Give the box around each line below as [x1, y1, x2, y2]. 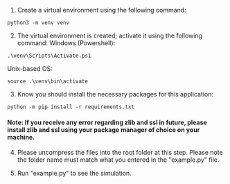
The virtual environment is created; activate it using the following [17, 31, 203, 40]
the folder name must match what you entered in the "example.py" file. [17, 156, 220, 164]
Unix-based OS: [7, 65, 53, 72]
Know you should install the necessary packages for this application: [17, 90, 213, 98]
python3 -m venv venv [7, 19, 70, 26]
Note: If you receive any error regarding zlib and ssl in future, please [7, 118, 208, 126]
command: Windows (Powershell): [17, 39, 116, 47]
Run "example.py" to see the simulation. [17, 169, 132, 178]
